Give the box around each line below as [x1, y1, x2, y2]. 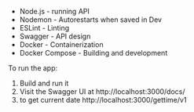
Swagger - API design [19, 31, 91, 41]
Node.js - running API [19, 7, 90, 16]
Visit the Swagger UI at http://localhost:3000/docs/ [19, 87, 186, 96]
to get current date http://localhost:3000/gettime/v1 [19, 96, 187, 104]
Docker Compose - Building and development [19, 49, 168, 57]
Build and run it [19, 78, 69, 88]
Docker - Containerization [19, 40, 104, 49]
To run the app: [8, 63, 58, 73]
